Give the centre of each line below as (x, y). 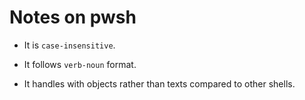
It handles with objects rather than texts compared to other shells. (159, 83)
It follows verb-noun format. (80, 64)
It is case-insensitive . (69, 45)
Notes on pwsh (73, 17)
